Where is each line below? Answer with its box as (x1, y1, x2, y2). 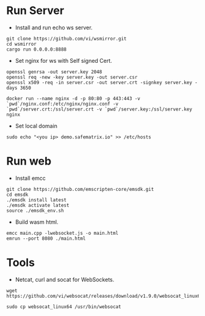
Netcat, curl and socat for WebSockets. (15, 276, 115, 283)
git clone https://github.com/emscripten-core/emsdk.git (6, 186, 154, 192)
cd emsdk (6, 192, 29, 198)
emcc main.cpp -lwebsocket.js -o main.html (6, 230, 119, 236)
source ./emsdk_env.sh (6, 207, 64, 214)
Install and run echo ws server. (15, 24, 93, 31)
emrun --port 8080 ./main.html (6, 235, 86, 242)
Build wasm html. (15, 218, 59, 226)
